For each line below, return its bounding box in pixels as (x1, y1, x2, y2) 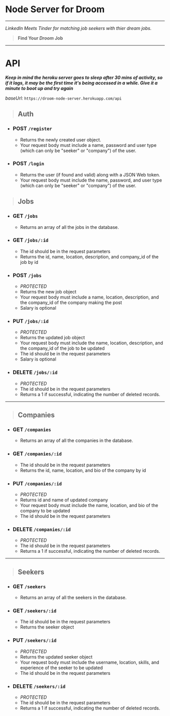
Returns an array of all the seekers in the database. (20, 594, 127, 601)
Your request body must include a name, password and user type (20, 142, 157, 148)
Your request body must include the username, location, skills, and (20, 659, 159, 665)
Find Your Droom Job (17, 35, 63, 41)
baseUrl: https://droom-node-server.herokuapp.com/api (5, 95, 122, 101)
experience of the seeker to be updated (20, 665, 103, 671)
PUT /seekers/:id (12, 637, 57, 644)
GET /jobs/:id (12, 236, 49, 244)
